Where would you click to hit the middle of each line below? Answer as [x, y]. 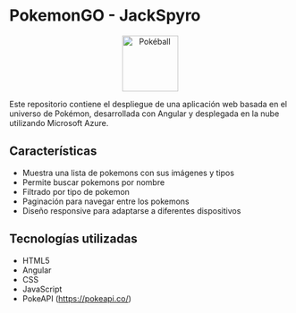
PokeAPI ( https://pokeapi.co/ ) [77, 298]
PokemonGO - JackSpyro [105, 16]
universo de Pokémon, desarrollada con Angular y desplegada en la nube [144, 114]
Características [53, 152]
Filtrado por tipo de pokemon [76, 191]
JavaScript [42, 289]
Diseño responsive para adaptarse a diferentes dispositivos [131, 210]
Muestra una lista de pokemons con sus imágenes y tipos [128, 173]
